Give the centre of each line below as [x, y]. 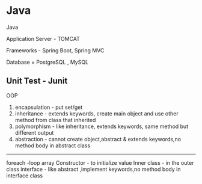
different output [34, 132]
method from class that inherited [55, 120]
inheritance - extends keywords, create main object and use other [96, 113]
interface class [25, 176]
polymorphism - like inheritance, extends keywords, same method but [101, 126]
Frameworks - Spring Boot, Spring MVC [55, 50]
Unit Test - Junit [37, 81]
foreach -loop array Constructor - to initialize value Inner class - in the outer [100, 162]
